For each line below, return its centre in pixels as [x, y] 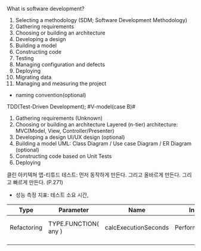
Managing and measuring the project [61, 83]
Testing [25, 58]
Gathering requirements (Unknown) [59, 118]
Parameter [73, 210]
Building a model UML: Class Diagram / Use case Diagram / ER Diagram [103, 143]
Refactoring [26, 227]
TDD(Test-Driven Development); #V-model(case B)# [71, 106]
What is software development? [46, 9]
